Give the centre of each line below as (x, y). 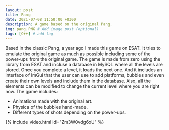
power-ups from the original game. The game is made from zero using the (83, 59)
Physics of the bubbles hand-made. (50, 107)
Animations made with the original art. (52, 101)
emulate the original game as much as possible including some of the (78, 54)
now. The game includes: (32, 92)
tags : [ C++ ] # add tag (29, 34)
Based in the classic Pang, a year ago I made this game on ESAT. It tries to (83, 48)
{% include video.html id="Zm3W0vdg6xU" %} (55, 122)
